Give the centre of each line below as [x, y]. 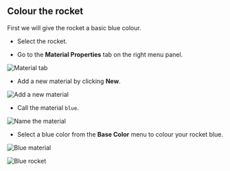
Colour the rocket [45, 11]
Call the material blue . [48, 107]
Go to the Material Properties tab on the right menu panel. [100, 54]
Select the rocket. [42, 41]
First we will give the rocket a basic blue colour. [74, 27]
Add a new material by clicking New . [69, 81]
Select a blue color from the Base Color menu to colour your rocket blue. [120, 134]
